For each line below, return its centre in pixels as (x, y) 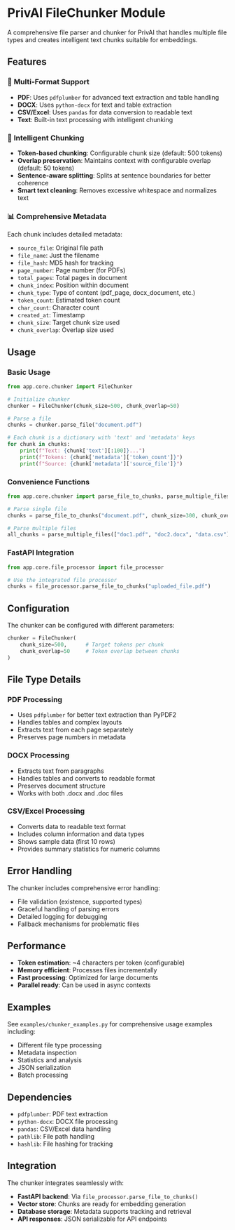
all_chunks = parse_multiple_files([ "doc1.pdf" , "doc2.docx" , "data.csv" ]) (120, 535)
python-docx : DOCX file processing (67, 1122)
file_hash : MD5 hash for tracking (65, 263)
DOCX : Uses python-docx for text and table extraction (94, 105)
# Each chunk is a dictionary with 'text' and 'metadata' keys (101, 438)
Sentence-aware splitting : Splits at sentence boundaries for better (114, 175)
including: (22, 1032)
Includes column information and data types (81, 834)
